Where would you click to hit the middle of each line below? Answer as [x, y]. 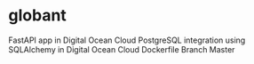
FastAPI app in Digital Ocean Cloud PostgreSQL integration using [127, 40]
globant [38, 16]
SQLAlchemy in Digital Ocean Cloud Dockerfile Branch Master [122, 49]
